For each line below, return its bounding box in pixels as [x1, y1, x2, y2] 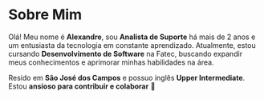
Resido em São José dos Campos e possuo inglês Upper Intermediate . [8, 73, 246, 82]
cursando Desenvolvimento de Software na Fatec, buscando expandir [8, 49, 243, 58]
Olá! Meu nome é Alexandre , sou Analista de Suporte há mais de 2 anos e [8, 32, 256, 42]
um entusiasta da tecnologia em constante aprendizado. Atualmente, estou [8, 40, 257, 49]
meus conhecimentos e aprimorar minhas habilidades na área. [8, 57, 214, 67]
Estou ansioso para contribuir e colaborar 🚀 [8, 81, 156, 91]
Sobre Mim [8, 6, 83, 24]
